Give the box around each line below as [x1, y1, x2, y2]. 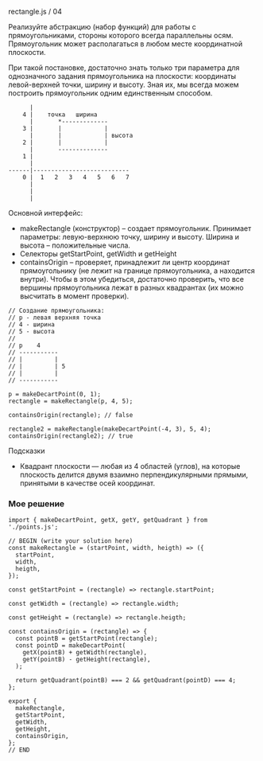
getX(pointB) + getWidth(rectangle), [22, 649, 148, 657]
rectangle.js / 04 [8, 7, 62, 16]
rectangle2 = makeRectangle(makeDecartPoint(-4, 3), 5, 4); [8, 425, 212, 433]
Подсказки [8, 446, 45, 455]
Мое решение [8, 498, 65, 509]
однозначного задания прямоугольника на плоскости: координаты [8, 72, 237, 80]
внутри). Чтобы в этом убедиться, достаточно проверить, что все [19, 275, 245, 283]
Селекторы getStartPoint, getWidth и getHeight [19, 249, 177, 258]
